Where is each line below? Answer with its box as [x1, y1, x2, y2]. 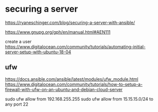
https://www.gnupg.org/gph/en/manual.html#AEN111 [5, 29, 111, 35]
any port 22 [5, 101, 28, 107]
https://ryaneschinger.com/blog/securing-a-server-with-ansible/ [5, 20, 135, 25]
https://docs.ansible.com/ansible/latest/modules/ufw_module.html [5, 76, 138, 82]
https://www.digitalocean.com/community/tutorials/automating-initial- [5, 44, 146, 49]
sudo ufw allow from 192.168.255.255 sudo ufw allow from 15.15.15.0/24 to [5, 96, 154, 102]
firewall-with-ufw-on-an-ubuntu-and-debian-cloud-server [5, 87, 123, 92]
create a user [5, 38, 32, 45]
